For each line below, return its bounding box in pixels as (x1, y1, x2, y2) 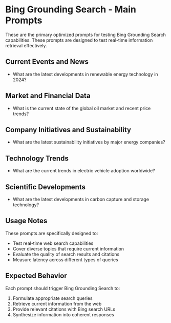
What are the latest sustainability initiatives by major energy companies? (12, 139, 165, 145)
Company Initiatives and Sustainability (5, 125, 132, 134)
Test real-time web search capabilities (12, 240, 94, 246)
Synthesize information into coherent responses (12, 311, 114, 317)
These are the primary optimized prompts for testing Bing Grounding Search (5, 31, 166, 38)
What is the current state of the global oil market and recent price (12, 105, 151, 111)
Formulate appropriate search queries (12, 295, 93, 301)
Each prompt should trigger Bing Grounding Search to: (5, 285, 120, 291)
